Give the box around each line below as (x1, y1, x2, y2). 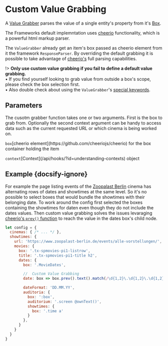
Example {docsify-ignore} (5, 170, 88, 179)
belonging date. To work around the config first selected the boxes (5, 199, 143, 205)
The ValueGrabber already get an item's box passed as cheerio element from (5, 45, 162, 51)
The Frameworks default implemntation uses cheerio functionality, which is (5, 30, 160, 36)
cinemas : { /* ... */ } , (9, 229, 61, 235)
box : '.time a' (31, 308, 64, 313)
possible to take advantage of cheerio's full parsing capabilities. (5, 55, 137, 61)
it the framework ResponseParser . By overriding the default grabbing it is (5, 50, 153, 56)
